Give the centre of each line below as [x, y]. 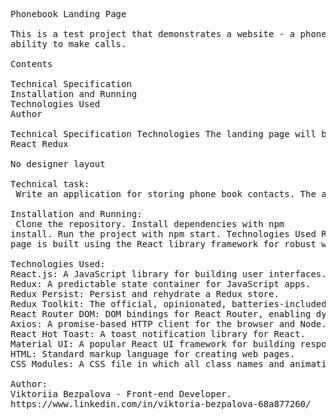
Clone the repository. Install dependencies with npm [150, 224]
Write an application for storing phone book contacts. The [166, 194]
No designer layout [58, 164]
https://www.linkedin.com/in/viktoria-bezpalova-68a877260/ [161, 404]
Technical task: [50, 184]
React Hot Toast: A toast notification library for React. [158, 334]
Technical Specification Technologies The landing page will [163, 134]
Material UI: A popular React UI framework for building [153, 344]
